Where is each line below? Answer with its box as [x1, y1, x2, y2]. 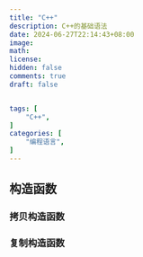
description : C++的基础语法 [9, 22, 108, 31]
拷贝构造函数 [9, 210, 66, 223]
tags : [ [9, 104, 39, 113]
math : [9, 47, 30, 56]
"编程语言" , [25, 137, 65, 146]
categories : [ [9, 129, 63, 138]
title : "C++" [9, 13, 58, 22]
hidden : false [9, 64, 63, 73]
